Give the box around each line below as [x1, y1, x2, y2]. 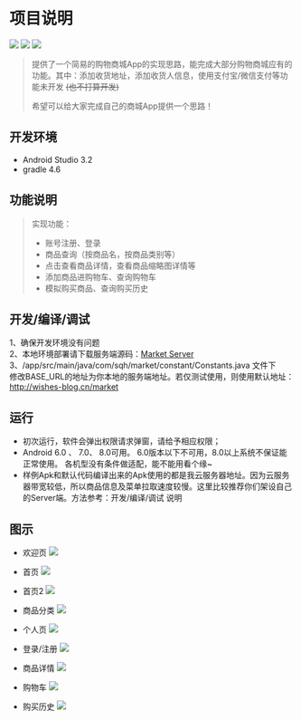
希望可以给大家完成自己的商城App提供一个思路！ [31, 101, 214, 111]
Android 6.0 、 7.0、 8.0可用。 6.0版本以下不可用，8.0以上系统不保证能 [22, 447, 287, 458]
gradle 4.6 [22, 164, 61, 175]
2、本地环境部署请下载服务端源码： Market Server [9, 349, 194, 360]
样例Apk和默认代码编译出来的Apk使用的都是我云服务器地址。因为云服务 [22, 470, 290, 481]
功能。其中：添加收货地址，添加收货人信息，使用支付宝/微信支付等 [31, 70, 280, 81]
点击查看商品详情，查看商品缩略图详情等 [44, 260, 196, 271]
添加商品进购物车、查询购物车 [44, 271, 156, 282]
